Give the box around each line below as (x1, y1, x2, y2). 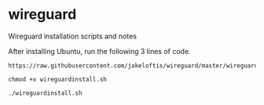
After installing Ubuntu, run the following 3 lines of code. (8, 46, 191, 56)
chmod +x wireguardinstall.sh (8, 75, 108, 83)
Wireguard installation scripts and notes (8, 31, 137, 41)
